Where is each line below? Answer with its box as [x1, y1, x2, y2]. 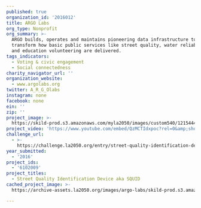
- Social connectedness [11, 64, 71, 71]
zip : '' [6, 109, 26, 115]
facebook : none [6, 98, 44, 104]
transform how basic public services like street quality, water [11, 43, 178, 49]
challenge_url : [6, 131, 44, 138]
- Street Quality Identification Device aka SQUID [11, 176, 141, 182]
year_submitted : [6, 148, 47, 154]
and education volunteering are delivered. [11, 48, 121, 54]
